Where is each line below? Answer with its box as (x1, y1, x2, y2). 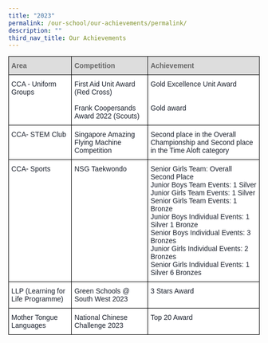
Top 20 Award (150, 313, 193, 322)
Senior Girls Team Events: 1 (150, 196, 238, 206)
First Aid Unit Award (74, 80, 136, 89)
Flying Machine (74, 138, 122, 148)
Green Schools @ (74, 286, 130, 296)
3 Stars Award (150, 286, 195, 296)
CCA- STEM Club (11, 130, 66, 140)
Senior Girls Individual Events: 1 (150, 260, 250, 270)
